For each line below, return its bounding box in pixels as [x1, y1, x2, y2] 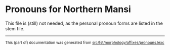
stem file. [5, 25, 25, 31]
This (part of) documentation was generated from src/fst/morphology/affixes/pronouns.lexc [5, 40, 164, 45]
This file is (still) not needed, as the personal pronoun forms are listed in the [5, 20, 163, 26]
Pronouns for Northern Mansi [5, 4, 132, 15]
